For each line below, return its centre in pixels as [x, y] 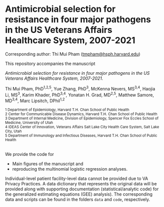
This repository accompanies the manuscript [50, 63]
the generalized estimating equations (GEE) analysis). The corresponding [79, 194]
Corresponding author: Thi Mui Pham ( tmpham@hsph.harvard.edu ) [73, 54]
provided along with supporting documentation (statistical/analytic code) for [82, 189]
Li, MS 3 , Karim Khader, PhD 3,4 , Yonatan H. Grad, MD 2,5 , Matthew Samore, [80, 94]
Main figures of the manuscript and [47, 164]
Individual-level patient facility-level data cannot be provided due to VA [77, 178]
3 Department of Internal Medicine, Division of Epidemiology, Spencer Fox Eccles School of [82, 118]
